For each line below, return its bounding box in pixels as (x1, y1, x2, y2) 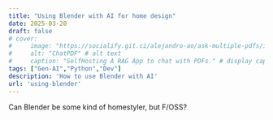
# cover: (8, 34, 38, 43)
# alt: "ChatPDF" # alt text (8, 49, 122, 58)
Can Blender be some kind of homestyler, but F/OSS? (8, 102, 188, 112)
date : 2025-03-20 (8, 19, 67, 28)
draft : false (8, 27, 53, 35)
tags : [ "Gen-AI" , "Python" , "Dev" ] (8, 65, 122, 73)
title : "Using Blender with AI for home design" (8, 11, 176, 20)
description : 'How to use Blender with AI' (8, 72, 158, 80)
